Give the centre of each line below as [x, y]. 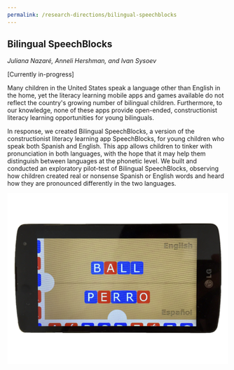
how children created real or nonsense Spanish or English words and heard [116, 176]
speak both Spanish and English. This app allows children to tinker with [110, 146]
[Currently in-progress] [41, 74]
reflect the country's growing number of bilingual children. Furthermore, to [115, 103]
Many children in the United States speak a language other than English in [114, 88]
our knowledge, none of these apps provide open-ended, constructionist [112, 110]
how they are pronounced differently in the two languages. [92, 184]
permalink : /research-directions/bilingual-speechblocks [92, 15]
